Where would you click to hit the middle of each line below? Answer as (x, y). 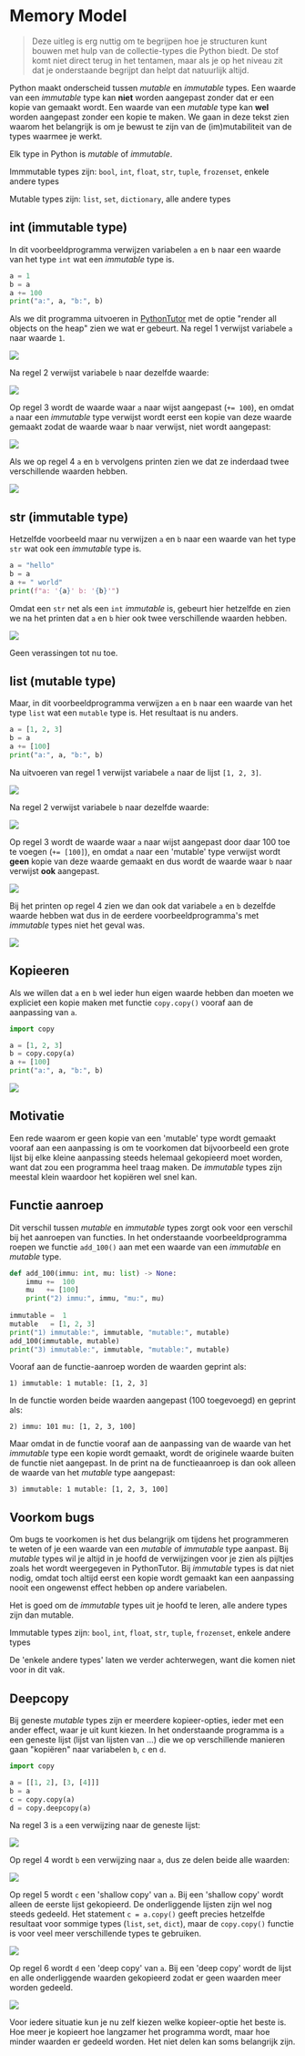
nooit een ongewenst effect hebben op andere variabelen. (118, 1588)
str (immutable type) (69, 517)
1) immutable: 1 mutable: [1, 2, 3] (79, 1383)
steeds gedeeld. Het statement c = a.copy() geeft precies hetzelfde (137, 1914)
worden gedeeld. (41, 1988)
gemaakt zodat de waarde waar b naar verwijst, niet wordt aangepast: (140, 427)
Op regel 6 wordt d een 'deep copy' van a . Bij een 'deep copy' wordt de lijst (151, 1969)
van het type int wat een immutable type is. (92, 259)
